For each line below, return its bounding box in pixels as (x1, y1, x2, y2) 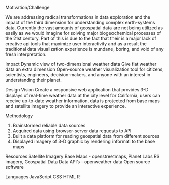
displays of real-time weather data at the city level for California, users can (5, 92, 160, 98)
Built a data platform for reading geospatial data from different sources (12, 133, 160, 139)
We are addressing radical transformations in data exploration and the (5, 14, 150, 20)
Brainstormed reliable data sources (12, 123, 86, 128)
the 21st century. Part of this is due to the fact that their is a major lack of (5, 35, 156, 41)
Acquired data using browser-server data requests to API (12, 128, 132, 134)
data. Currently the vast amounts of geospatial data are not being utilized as (5, 25, 163, 31)
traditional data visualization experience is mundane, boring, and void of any (5, 46, 164, 52)
